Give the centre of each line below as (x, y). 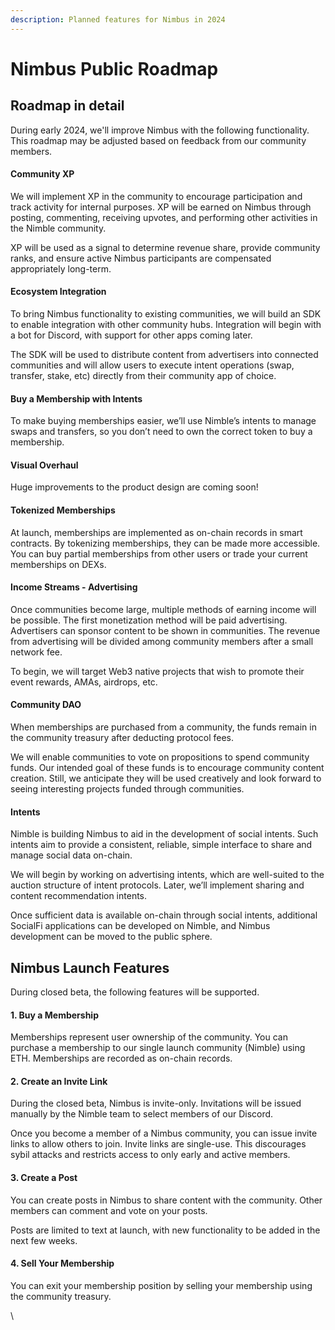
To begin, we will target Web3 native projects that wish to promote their (157, 671)
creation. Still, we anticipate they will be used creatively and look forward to (166, 778)
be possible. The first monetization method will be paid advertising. (149, 620)
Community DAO (46, 705)
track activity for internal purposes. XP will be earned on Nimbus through (161, 207)
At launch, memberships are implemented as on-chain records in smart (156, 532)
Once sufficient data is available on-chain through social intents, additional (164, 915)
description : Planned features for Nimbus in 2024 (118, 19)
